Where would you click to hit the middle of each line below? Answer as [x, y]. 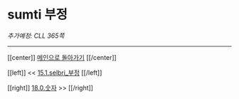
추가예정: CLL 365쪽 [36, 36]
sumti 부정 [37, 15]
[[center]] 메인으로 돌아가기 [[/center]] [62, 57]
